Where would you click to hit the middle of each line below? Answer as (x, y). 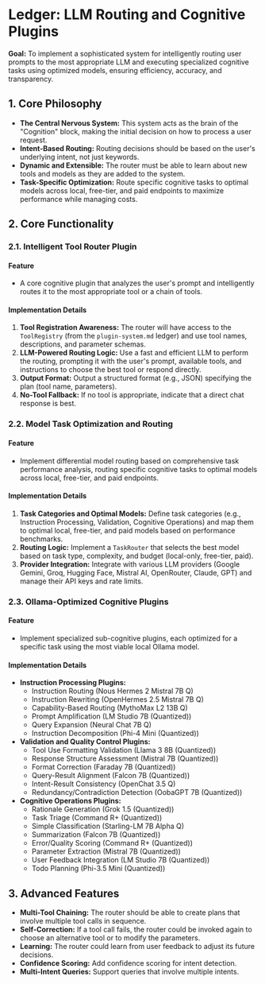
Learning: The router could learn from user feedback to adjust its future (137, 946)
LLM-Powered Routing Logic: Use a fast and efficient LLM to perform (134, 353)
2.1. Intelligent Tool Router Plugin (73, 246)
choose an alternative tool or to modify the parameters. (110, 938)
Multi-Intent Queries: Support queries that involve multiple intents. (129, 971)
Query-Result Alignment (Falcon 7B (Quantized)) (111, 776)
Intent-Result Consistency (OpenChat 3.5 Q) (104, 784)
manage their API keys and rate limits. (81, 581)
